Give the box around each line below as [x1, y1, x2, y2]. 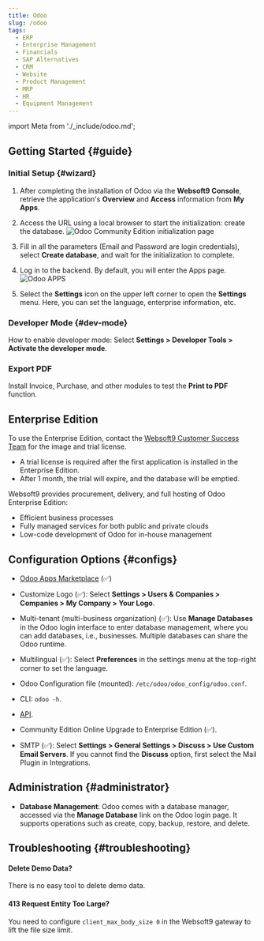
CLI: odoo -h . [19, 694, 61, 704]
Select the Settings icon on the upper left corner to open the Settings [19, 289, 247, 299]
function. [8, 390, 38, 399]
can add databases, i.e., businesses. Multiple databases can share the [19, 631, 248, 641]
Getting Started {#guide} [8, 144, 133, 158]
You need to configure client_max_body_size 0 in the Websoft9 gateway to [8, 917, 251, 926]
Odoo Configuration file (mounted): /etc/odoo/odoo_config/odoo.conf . [19, 679, 247, 688]
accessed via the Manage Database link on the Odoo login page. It [19, 810, 238, 819]
